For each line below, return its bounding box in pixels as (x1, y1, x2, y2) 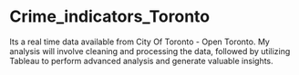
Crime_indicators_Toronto (9, 6, 211, 27)
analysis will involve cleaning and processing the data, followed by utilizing (9, 45, 291, 56)
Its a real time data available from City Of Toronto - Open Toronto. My (9, 36, 271, 47)
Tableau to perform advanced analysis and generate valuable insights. (9, 55, 273, 66)
